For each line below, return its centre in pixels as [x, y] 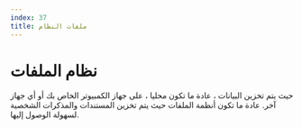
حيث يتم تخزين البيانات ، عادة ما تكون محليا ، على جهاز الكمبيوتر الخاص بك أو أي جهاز [152, 96]
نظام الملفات [54, 71]
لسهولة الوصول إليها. [45, 115]
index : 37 [29, 18]
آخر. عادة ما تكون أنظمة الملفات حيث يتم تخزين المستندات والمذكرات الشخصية [143, 106]
